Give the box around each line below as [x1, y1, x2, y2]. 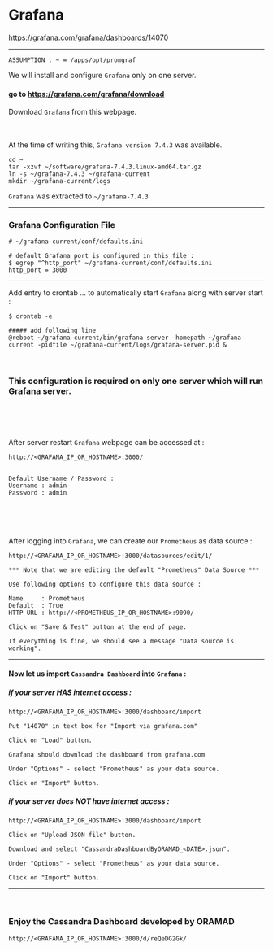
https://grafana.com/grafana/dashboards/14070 [8, 33, 169, 42]
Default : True [8, 601, 63, 609]
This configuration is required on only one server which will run [8, 376, 264, 387]
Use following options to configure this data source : [8, 580, 201, 588]
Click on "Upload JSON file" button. [8, 831, 136, 840]
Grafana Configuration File [8, 220, 116, 231]
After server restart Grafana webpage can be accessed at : [8, 437, 205, 447]
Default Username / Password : [8, 474, 115, 482]
